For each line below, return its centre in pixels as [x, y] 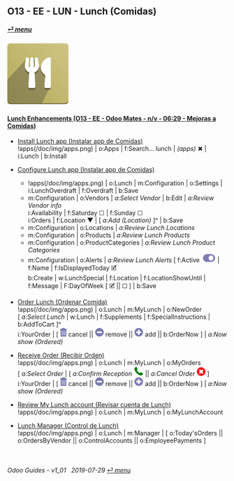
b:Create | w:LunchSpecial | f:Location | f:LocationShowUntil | [117, 278]
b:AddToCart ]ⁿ [39, 324]
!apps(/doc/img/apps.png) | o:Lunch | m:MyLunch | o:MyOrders [109, 363]
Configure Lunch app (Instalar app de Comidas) [86, 170]
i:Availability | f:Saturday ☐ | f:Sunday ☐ [85, 213]
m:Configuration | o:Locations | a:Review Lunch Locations [111, 228]
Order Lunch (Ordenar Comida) [62, 302]
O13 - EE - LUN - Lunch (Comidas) [82, 12]
